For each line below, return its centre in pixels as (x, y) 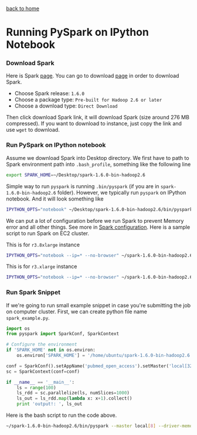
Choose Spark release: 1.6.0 (50, 93)
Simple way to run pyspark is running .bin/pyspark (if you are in (83, 186)
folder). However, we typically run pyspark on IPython (122, 192)
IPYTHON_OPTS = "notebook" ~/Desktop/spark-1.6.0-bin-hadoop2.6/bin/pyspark (99, 209)
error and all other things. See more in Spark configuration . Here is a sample (98, 227)
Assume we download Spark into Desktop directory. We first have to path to (98, 158)
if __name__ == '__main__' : (40, 382)
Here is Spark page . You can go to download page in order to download (93, 76)
